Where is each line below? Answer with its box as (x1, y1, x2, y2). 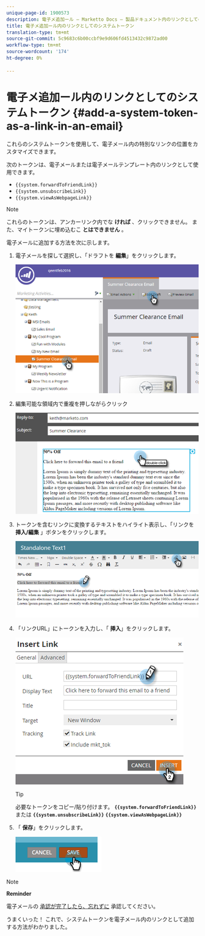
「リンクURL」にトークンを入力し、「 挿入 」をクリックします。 (15, 625, 174, 632)
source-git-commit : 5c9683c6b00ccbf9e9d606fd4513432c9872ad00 (6, 35, 168, 42)
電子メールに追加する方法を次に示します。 (6, 238, 113, 246)
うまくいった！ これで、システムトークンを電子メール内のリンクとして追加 (6, 916, 195, 923)
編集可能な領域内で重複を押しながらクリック (15, 400, 128, 407)
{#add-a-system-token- (72, 106, 198, 119)
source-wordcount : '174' (6, 49, 70, 55)
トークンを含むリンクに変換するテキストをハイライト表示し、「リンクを (15, 521, 195, 528)
